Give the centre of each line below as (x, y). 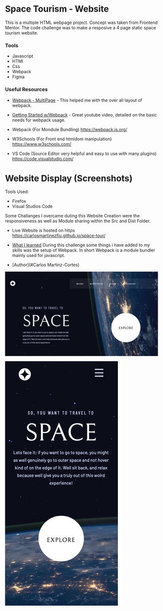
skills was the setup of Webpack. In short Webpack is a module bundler (83, 250)
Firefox (19, 201)
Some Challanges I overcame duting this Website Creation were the (72, 216)
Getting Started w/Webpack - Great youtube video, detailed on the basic (84, 115)
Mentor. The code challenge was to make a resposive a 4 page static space (81, 27)
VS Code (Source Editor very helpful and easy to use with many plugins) (84, 153)
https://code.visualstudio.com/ (43, 158)
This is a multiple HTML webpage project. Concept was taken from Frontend (81, 22)
